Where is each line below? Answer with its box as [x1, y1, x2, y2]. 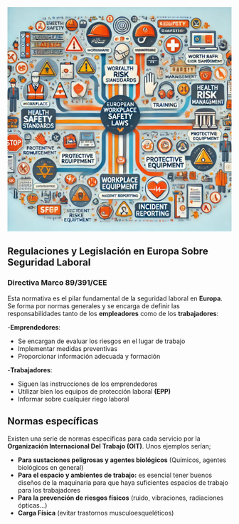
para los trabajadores [17, 486, 80, 494]
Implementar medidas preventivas [17, 344, 118, 352]
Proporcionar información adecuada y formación [17, 352, 161, 360]
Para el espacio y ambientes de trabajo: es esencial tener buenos [17, 471, 212, 479]
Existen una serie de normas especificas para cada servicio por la [7, 434, 201, 443]
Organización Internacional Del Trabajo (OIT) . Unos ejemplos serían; [7, 441, 211, 450]
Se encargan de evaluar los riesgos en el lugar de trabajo [17, 337, 186, 345]
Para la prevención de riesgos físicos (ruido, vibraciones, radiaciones [17, 493, 224, 502]
